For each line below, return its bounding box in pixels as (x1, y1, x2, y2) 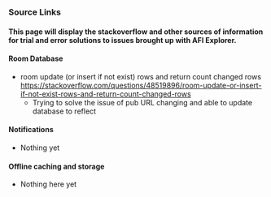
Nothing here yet (20, 179, 77, 189)
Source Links (8, 6, 61, 18)
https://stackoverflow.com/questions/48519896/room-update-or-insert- (20, 80, 262, 90)
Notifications (8, 125, 55, 135)
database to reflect (32, 106, 96, 116)
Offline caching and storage (8, 161, 105, 171)
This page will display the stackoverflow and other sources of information (8, 27, 264, 36)
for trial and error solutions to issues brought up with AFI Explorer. (8, 35, 237, 45)
